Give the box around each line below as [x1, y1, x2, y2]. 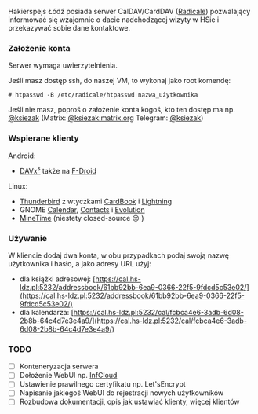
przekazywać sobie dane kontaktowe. [8, 24, 131, 32]
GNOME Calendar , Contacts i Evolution [19, 204, 145, 214]
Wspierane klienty [8, 133, 80, 144]
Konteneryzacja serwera [19, 361, 99, 372]
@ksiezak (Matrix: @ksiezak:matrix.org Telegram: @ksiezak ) [8, 113, 204, 123]
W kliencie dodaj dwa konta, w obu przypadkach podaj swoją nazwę [8, 251, 230, 260]
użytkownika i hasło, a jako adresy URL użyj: [8, 258, 151, 268]
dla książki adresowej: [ [19, 274, 96, 284]
